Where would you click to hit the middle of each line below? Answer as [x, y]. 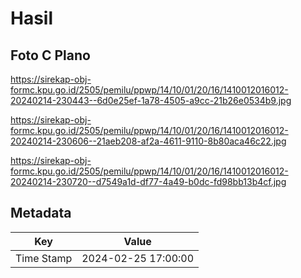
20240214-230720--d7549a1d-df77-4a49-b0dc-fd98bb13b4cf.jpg [148, 181]
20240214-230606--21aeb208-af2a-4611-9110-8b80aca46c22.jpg [148, 141]
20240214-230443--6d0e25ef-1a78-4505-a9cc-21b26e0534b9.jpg [151, 100]
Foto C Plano [50, 55]
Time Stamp [44, 258]
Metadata [41, 213]
